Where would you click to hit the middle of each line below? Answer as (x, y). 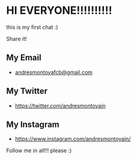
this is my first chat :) (32, 27)
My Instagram (33, 124)
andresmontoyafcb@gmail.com (54, 72)
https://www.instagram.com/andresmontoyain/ (73, 139)
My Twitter (27, 91)
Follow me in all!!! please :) (39, 150)
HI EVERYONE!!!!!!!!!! (59, 11)
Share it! (17, 38)
